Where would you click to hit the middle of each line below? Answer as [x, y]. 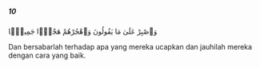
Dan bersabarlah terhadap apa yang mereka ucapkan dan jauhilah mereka [130, 46]
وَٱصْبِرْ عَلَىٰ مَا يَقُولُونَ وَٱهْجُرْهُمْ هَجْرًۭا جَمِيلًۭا [83, 31]
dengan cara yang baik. [47, 55]
